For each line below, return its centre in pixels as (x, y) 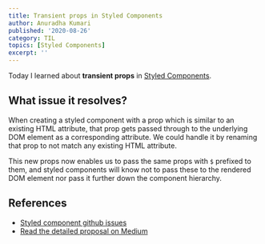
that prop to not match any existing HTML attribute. (93, 146)
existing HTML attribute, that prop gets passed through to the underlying (128, 128)
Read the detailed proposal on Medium (84, 231)
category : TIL (32, 38)
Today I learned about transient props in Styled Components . (110, 76)
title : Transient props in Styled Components (85, 16)
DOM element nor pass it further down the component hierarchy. (115, 178)
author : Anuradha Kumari (50, 23)
